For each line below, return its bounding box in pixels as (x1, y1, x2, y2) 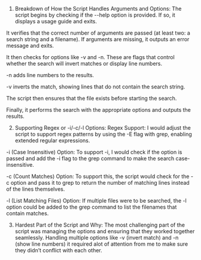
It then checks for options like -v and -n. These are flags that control (6, 54, 175, 60)
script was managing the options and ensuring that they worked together (14, 228, 195, 235)
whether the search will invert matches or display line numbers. (6, 60, 163, 67)
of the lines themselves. (6, 185, 65, 192)
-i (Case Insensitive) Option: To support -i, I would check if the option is (6, 149, 182, 155)
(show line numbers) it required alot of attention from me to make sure (14, 240, 188, 247)
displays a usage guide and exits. (14, 18, 98, 25)
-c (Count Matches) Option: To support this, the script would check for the (6, 173, 190, 180)
